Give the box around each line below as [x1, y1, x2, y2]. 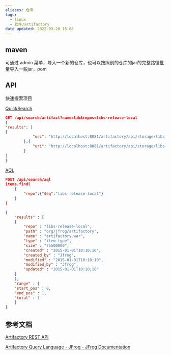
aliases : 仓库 [5, 7, 34, 13]
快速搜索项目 [5, 95, 32, 101]
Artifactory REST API [5, 334, 49, 340]
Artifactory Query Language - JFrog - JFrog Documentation [5, 344, 131, 350]
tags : [5, 12, 17, 17]
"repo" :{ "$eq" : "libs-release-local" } [23, 191, 103, 196]
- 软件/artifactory [10, 21, 50, 27]
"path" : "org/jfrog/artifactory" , [23, 229, 99, 234]
